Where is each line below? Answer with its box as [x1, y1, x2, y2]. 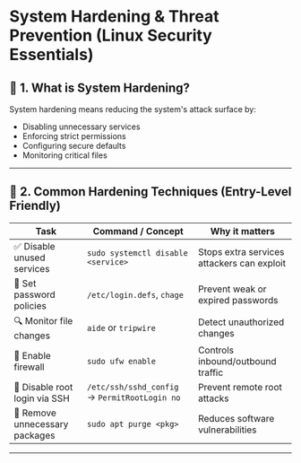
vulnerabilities [198, 424, 257, 436]
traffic [198, 366, 224, 379]
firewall [13, 361, 45, 373]
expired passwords [198, 293, 279, 306]
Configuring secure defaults [21, 141, 126, 151]
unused [13, 251, 46, 264]
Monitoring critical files [21, 150, 107, 161]
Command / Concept [92, 224, 184, 237]
